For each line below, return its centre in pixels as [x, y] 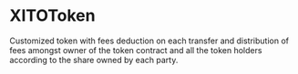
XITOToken [52, 16]
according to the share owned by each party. [94, 60]
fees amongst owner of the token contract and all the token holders [136, 50]
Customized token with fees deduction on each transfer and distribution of [149, 41]
